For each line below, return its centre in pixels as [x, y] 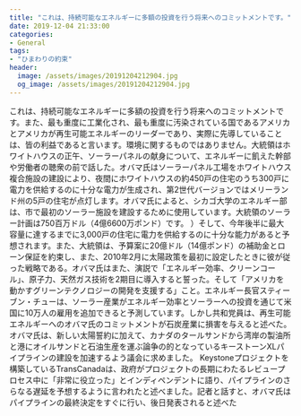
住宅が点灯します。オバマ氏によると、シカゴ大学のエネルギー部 [170, 200]
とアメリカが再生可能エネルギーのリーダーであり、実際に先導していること [146, 133]
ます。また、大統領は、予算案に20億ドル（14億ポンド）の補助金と [155, 245]
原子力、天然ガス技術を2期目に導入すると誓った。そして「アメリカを [156, 279]
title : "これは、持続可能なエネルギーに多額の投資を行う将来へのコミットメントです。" [150, 17]
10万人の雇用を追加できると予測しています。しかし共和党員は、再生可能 [158, 312]
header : [24, 68]
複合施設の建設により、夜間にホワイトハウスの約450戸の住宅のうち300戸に [149, 178]
